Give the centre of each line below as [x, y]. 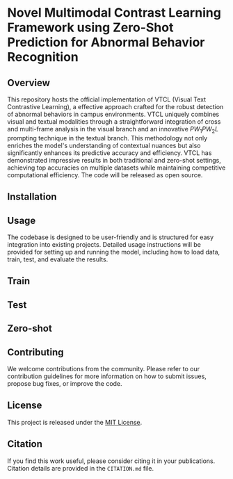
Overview [29, 82]
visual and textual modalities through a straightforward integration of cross [114, 122]
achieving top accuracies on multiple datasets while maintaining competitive [116, 168]
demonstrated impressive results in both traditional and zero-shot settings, [114, 160]
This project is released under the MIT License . [75, 422]
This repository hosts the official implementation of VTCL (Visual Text [107, 99]
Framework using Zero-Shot [90, 27]
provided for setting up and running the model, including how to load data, [114, 252]
